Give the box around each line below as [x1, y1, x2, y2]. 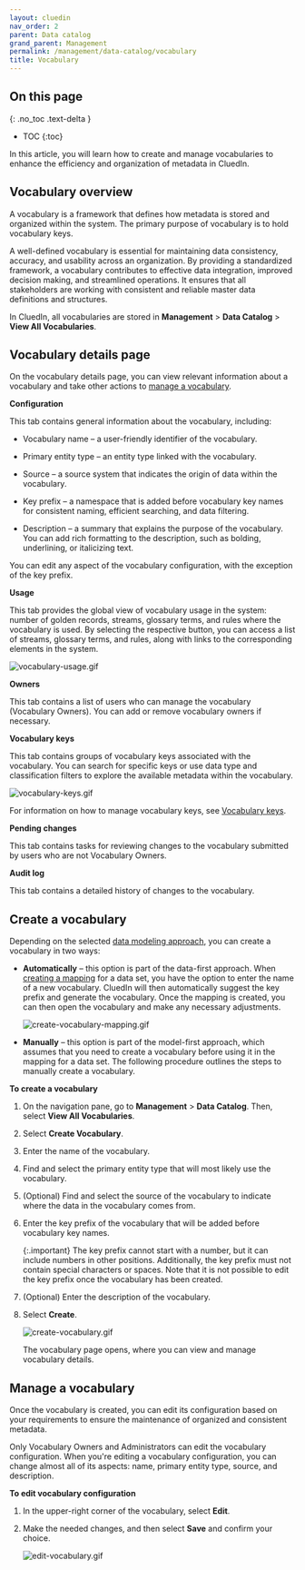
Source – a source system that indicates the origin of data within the [22, 469, 278, 479]
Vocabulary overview [9, 184, 133, 200]
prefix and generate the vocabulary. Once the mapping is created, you [22, 992, 286, 1003]
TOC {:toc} [22, 131, 64, 142]
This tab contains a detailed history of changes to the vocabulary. [9, 885, 255, 896]
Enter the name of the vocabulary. [22, 1146, 151, 1157]
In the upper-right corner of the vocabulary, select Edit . [22, 1506, 231, 1516]
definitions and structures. [9, 293, 108, 304]
